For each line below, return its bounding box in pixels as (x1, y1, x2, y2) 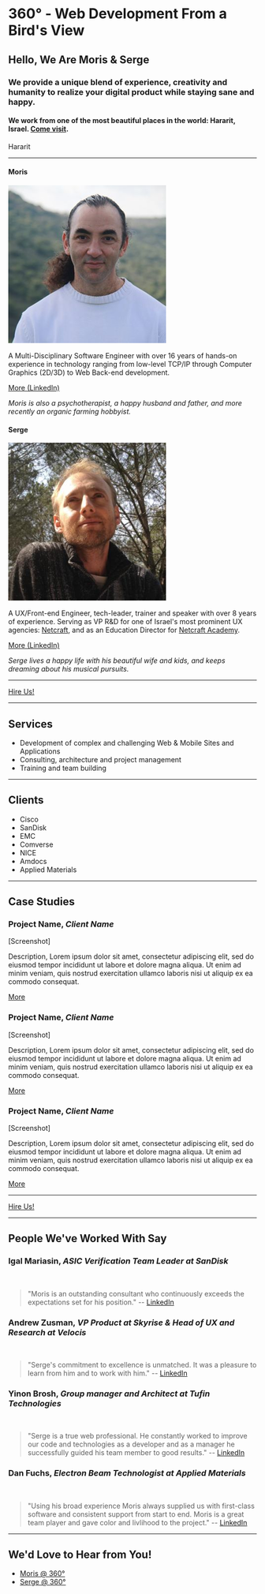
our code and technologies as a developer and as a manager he (27, 1439, 235, 1449)
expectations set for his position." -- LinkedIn (27, 1297, 175, 1307)
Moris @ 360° (19, 1569, 65, 1578)
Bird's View (8, 21, 85, 39)
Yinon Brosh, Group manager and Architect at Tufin (8, 1388, 211, 1399)
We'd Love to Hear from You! (8, 1547, 152, 1561)
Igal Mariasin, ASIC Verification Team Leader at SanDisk (8, 1255, 229, 1267)
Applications (19, 746, 61, 756)
